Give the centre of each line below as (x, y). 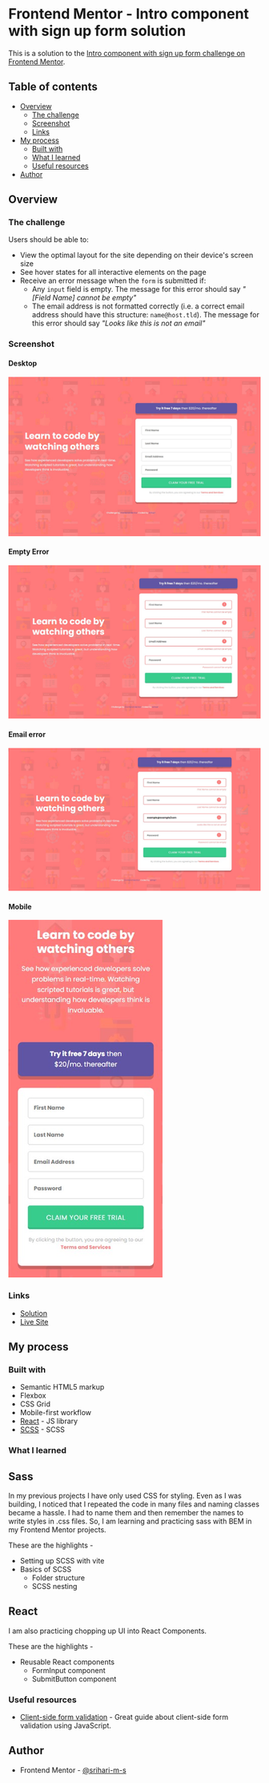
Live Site (34, 1321)
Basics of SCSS (46, 1569)
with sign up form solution (97, 31)
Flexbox (33, 1396)
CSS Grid (35, 1404)
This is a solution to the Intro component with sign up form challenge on (127, 53)
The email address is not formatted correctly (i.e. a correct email (138, 306)
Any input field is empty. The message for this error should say (136, 289)
